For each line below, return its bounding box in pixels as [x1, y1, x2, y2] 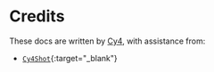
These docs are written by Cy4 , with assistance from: [9, 36, 206, 46]
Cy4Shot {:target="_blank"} [21, 52, 118, 63]
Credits [9, 6, 65, 27]
